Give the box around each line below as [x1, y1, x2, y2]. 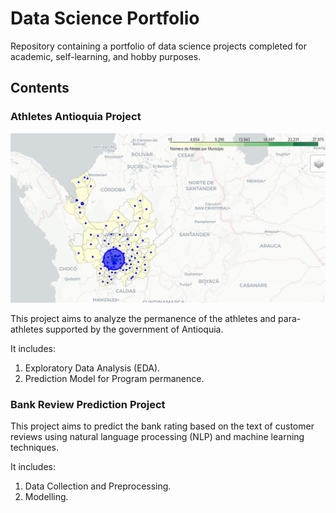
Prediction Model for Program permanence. [24, 372, 205, 384]
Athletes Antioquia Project [10, 110, 142, 124]
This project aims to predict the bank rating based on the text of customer [10, 420, 315, 432]
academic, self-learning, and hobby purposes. [10, 50, 202, 62]
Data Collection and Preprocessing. [24, 480, 172, 492]
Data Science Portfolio [10, 7, 200, 30]
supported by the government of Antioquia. [45, 323, 224, 335]
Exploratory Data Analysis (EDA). [24, 362, 161, 374]
